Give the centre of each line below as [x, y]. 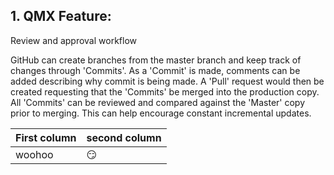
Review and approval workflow [73, 40]
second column [124, 137]
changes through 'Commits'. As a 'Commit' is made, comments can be [155, 70]
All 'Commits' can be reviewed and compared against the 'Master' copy [158, 102]
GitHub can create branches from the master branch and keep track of [156, 60]
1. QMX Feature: [61, 16]
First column [46, 137]
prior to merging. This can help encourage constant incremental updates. [161, 113]
